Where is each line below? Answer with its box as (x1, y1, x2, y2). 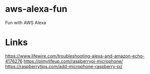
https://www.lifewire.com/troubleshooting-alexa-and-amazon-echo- (5, 53, 145, 59)
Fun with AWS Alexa (5, 20, 46, 25)
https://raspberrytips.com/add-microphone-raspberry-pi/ (5, 63, 123, 69)
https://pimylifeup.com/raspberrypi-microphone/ (23, 58, 123, 64)
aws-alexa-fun (5, 3, 68, 15)
